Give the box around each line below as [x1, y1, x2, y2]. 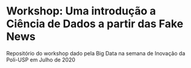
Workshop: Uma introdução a [6, 4, 157, 18]
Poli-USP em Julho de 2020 [6, 56, 75, 63]
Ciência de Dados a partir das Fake [6, 17, 184, 31]
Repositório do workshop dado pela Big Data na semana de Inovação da [6, 49, 186, 57]
